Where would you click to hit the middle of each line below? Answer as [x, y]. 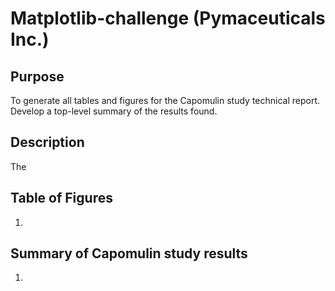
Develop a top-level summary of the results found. [114, 111]
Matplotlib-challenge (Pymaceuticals [168, 18]
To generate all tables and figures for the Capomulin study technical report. [165, 100]
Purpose [37, 76]
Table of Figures [61, 198]
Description [47, 142]
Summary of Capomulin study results [129, 253]
